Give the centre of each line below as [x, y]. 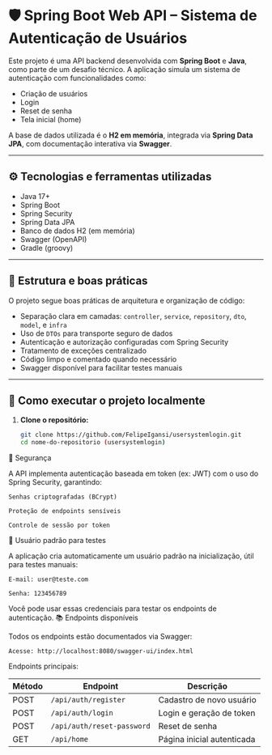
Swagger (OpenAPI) [53, 239]
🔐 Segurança [30, 458]
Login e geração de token [207, 713]
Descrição [208, 686]
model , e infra [43, 324]
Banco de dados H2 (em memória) [77, 231]
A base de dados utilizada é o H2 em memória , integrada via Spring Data [131, 135]
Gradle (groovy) [47, 248]
